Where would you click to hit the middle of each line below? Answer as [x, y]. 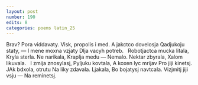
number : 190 [21, 17]
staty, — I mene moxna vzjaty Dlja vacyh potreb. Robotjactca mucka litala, [98, 51]
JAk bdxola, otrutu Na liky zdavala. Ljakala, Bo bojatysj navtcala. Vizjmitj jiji [97, 69]
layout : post [22, 11]
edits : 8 [17, 22]
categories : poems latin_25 [41, 28]
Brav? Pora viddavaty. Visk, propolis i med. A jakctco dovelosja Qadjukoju [95, 45]
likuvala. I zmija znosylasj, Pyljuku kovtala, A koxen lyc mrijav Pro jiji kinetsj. [99, 63]
